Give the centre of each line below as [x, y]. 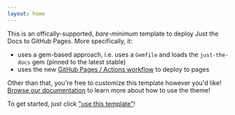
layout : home [26, 14]
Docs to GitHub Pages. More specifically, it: [70, 41]
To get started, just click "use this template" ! [71, 103]
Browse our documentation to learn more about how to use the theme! [109, 90]
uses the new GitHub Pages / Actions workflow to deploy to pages [113, 69]
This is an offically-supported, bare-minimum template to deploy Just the [113, 33]
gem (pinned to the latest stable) [79, 62]
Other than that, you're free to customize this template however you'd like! [115, 83]
